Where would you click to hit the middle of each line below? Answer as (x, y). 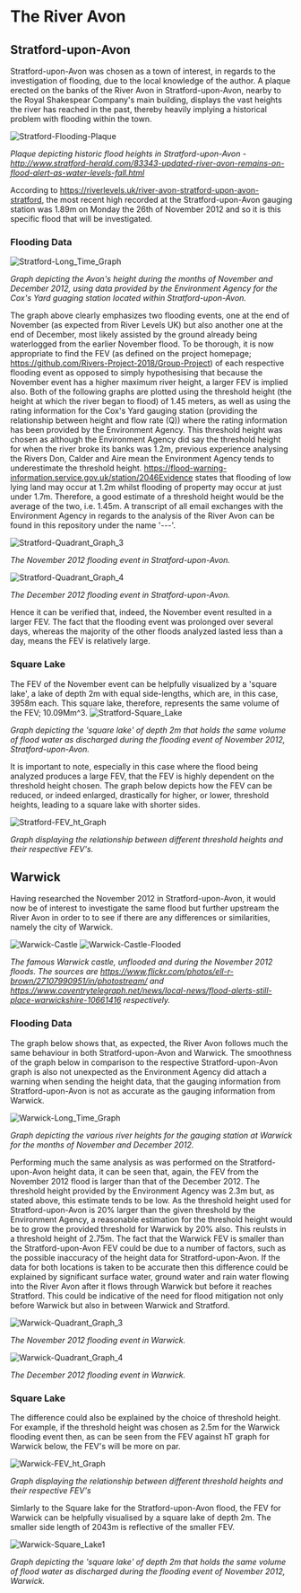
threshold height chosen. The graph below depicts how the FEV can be (141, 785)
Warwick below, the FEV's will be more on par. (95, 1446)
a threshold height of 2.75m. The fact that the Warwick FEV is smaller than (147, 1238)
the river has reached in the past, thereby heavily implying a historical (139, 109)
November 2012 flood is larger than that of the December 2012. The (135, 1181)
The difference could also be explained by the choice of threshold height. (146, 1417)
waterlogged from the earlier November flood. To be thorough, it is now (142, 344)
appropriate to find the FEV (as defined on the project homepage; (131, 354)
